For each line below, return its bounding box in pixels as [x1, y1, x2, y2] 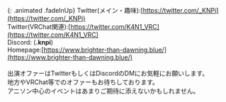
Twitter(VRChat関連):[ [7, 23, 71, 30]
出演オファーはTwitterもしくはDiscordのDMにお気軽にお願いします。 [7, 69, 209, 77]
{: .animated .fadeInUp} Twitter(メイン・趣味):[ [7, 6, 143, 14]
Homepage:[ [7, 45, 44, 54]
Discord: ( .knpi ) [7, 38, 54, 46]
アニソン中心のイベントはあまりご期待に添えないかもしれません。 [7, 87, 200, 95]
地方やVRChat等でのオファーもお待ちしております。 [7, 78, 159, 86]
